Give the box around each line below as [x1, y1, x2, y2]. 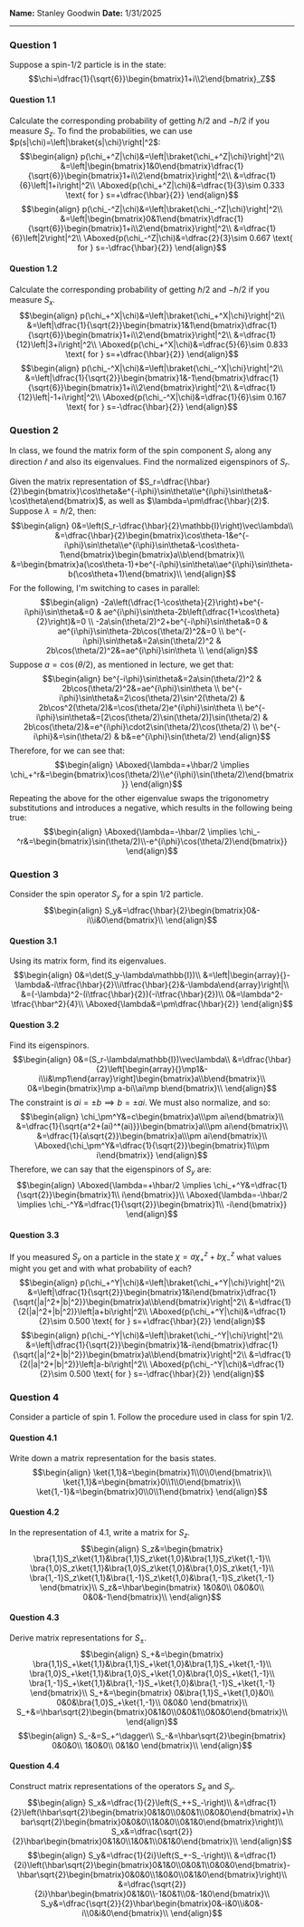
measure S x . [9, 294, 56, 307]
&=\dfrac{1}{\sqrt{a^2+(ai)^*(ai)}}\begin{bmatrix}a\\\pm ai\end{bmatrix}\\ [15, 1120, 289, 1131]
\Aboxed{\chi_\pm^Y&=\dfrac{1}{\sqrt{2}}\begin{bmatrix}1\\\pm [34, 1139, 270, 1150]
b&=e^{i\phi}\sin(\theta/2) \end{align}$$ [120, 731, 271, 742]
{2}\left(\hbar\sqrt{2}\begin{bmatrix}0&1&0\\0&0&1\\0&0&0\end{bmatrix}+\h [10, 1806, 294, 1817]
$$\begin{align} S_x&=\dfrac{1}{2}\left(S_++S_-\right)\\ [26, 1796, 233, 1807]
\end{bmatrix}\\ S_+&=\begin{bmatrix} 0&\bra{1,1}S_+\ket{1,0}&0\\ [30, 1687, 274, 1698]
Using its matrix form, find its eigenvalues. [9, 955, 166, 966]
